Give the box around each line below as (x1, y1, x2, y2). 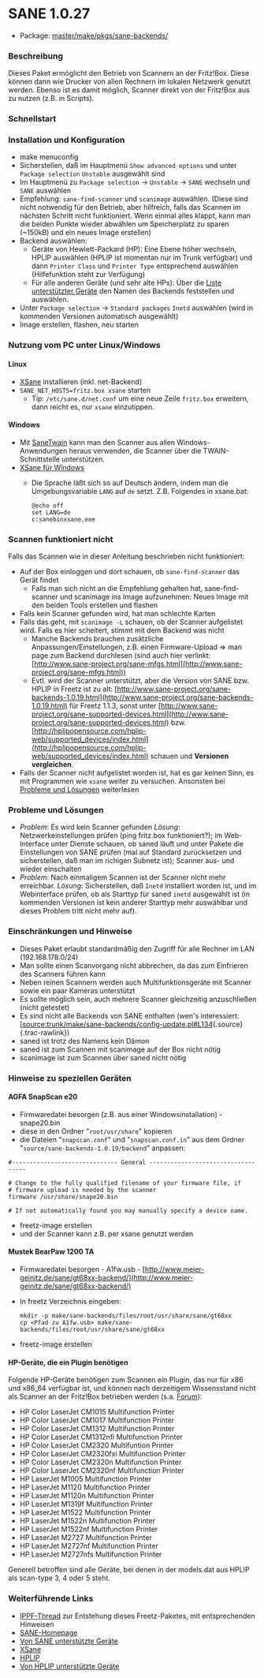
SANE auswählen (19, 186, 72, 196)
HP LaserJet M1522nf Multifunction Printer (19, 1524, 158, 1534)
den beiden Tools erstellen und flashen (31, 600, 158, 610)
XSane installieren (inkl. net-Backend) (19, 376, 143, 387)
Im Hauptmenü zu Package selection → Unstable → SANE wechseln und (19, 178, 251, 187)
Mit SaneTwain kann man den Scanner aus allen (19, 437, 176, 447)
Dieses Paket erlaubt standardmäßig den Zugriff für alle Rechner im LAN (19, 944, 255, 953)
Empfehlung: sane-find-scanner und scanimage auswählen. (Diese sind (19, 194, 248, 204)
